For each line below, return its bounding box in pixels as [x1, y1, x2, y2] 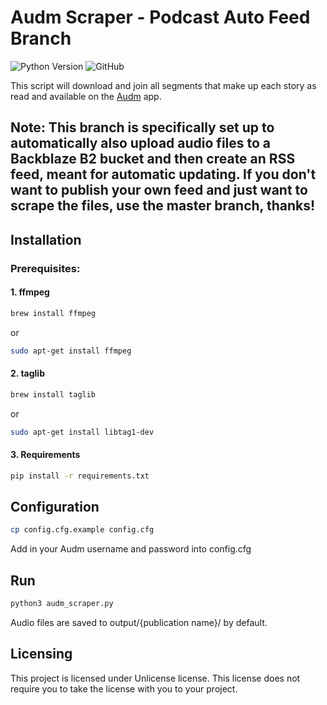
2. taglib [10, 367, 45, 380]
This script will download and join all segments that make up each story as [10, 79, 317, 91]
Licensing [10, 646, 73, 663]
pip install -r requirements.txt [10, 471, 150, 481]
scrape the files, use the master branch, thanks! [10, 197, 316, 215]
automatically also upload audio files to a [10, 135, 272, 152]
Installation [10, 231, 82, 248]
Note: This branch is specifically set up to [10, 119, 275, 136]
